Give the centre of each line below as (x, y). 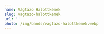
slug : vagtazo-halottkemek (33, 14)
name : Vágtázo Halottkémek (33, 10)
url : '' (13, 19)
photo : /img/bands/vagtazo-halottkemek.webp (52, 24)
